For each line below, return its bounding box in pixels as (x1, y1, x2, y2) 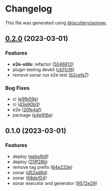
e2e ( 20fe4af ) (12, 107, 42, 113)
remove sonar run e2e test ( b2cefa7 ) (12, 72, 89, 78)
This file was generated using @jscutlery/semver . (5, 20, 107, 26)
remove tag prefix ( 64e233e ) (12, 164, 73, 170)
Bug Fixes (5, 84, 30, 91)
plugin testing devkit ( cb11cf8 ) (12, 66, 75, 72)
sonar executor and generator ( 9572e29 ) (12, 180, 97, 186)
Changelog (5, 3, 52, 15)
